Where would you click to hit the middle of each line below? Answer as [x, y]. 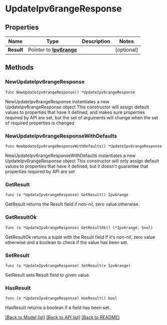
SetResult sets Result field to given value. [48, 275]
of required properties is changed [40, 123]
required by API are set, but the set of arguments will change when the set [82, 117]
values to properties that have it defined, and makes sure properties [75, 112]
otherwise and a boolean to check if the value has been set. [67, 242]
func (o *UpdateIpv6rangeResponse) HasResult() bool [61, 298]
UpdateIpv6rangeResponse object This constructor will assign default [77, 107]
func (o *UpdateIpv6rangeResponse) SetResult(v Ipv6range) [68, 266]
